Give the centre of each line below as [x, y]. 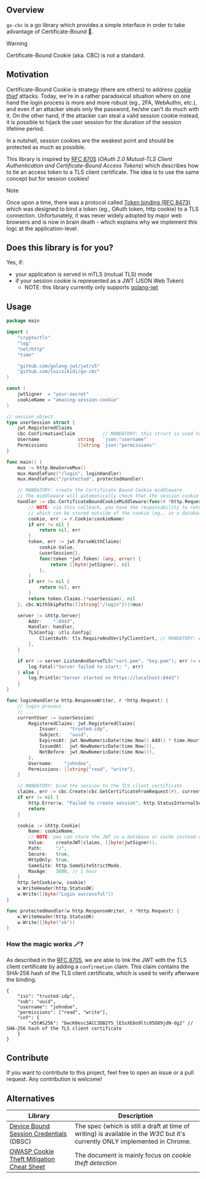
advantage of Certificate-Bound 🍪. [50, 31]
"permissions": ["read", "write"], [63, 1012]
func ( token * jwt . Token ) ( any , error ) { [90, 558]
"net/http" [31, 349]
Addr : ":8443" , [52, 621]
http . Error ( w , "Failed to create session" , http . [93, 803]
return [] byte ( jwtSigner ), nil [90, 565]
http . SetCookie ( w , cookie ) [52, 883]
